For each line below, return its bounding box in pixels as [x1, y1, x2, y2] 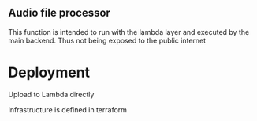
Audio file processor [8, 6, 110, 20]
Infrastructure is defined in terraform [8, 104, 128, 114]
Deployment [8, 63, 91, 81]
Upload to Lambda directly [8, 89, 95, 99]
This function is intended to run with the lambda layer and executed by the [8, 27, 250, 36]
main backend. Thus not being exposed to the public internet [8, 36, 207, 45]
